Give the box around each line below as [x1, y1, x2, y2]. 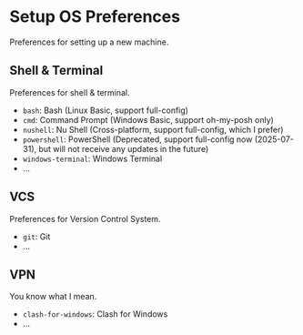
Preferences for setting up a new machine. [9, 36, 169, 47]
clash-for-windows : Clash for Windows [22, 309, 168, 320]
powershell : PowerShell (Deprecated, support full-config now [22, 134, 253, 145]
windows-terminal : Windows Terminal [22, 153, 163, 164]
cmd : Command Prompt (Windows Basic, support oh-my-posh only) [22, 114, 275, 125]
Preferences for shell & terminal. [9, 86, 130, 97]
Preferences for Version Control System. [9, 213, 161, 224]
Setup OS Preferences [9, 6, 180, 27]
